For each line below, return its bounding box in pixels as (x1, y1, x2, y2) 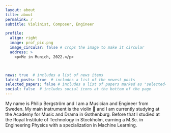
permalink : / (5, 17, 33, 22)
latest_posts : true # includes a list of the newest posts (5, 77, 136, 82)
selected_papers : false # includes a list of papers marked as (5, 82, 142, 87)
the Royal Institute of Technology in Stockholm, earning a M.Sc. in (5, 117, 144, 122)
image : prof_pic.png (10, 40, 53, 46)
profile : (5, 31, 24, 36)
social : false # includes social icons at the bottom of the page (5, 87, 152, 92)
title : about (5, 12, 33, 17)
